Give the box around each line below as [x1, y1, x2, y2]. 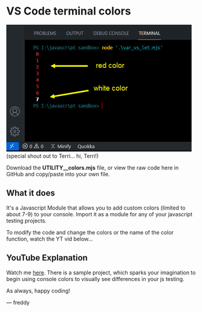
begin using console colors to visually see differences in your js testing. [6, 275, 184, 282]
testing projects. [6, 217, 47, 224]
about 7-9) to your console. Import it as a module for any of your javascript [6, 210, 192, 217]
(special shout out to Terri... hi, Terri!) [6, 152, 99, 159]
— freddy [6, 299, 30, 306]
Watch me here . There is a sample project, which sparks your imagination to [6, 268, 196, 276]
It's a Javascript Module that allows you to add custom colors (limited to [6, 204, 186, 211]
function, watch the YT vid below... [6, 235, 93, 242]
